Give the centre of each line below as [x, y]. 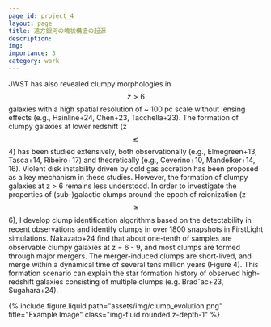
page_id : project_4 [41, 16]
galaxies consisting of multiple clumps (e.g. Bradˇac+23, [130, 281]
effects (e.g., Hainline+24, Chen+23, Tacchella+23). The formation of [123, 117]
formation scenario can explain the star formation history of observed [124, 273]
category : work [34, 61]
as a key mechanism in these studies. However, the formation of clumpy [128, 177]
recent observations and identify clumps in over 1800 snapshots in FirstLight [136, 229]
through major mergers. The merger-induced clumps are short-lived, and [130, 256]
